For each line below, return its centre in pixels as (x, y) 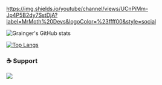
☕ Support (22, 61)
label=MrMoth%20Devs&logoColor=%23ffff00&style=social (81, 21)
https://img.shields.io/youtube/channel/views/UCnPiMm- (77, 9)
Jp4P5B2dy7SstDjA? (32, 15)
